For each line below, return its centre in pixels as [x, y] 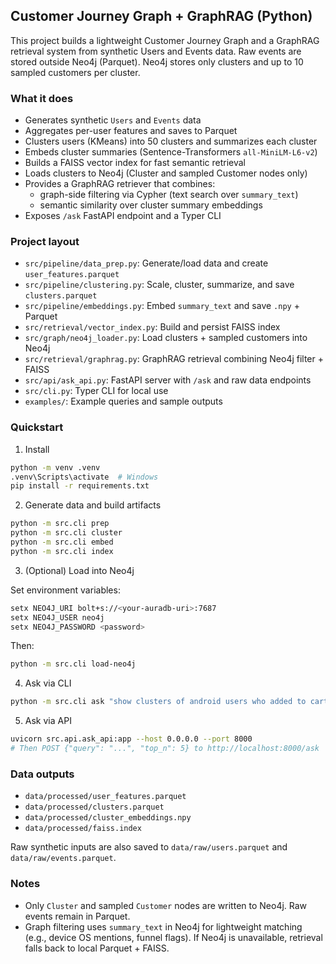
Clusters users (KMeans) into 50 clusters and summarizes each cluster [171, 141]
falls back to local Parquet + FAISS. [97, 948]
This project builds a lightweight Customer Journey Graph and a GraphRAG [165, 40]
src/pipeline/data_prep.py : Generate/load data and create [146, 263]
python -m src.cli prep [60, 524]
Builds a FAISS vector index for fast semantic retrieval [135, 163]
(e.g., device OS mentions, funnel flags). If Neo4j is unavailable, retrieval [173, 937]
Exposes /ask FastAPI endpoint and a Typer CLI [123, 216]
